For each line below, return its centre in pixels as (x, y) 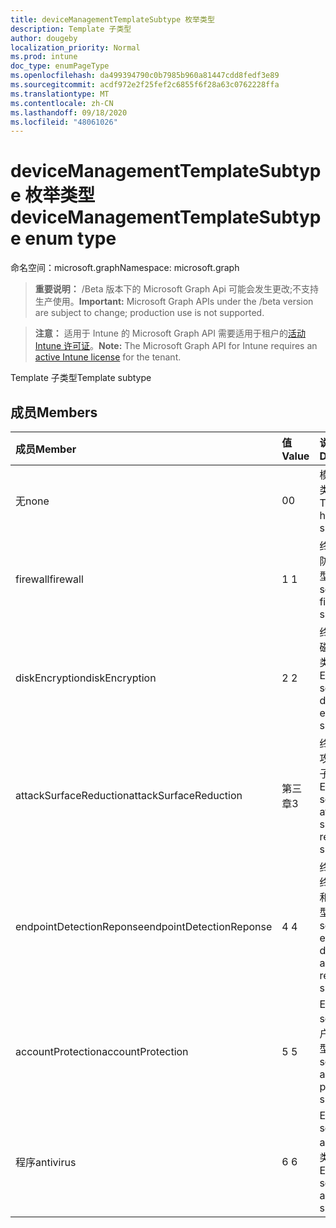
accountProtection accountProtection (102, 1051)
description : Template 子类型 (71, 29)
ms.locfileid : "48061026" (64, 122)
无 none (32, 501)
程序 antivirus (46, 1162)
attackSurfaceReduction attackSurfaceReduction (129, 795)
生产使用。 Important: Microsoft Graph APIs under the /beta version (174, 302)
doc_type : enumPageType (60, 66)
